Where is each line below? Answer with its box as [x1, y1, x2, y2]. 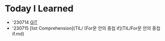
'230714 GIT [12, 19, 38, 25]
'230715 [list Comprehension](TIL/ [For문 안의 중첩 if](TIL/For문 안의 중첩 [12, 25, 161, 31]
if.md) [12, 31, 25, 37]
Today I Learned [5, 3, 74, 14]
